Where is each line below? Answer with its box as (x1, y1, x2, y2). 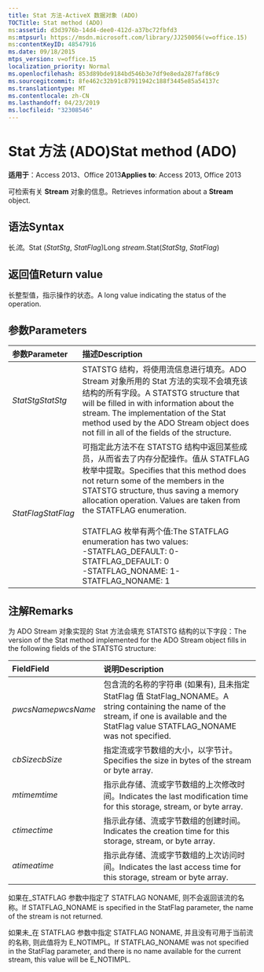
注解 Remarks (8, 604, 74, 617)
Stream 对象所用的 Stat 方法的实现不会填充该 (82, 376, 248, 387)
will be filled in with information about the (82, 398, 234, 409)
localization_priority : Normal (8, 63, 111, 71)
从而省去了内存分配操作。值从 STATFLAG (97, 453, 250, 464)
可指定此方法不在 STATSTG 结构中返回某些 (82, 441, 240, 452)
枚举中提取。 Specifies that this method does (82, 465, 247, 476)
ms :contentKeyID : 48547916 (8, 41, 97, 49)
